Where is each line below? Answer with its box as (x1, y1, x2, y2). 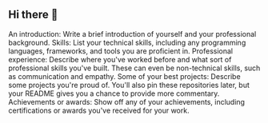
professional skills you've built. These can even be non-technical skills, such (8, 63, 261, 73)
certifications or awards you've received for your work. (8, 105, 190, 115)
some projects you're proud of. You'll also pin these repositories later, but (8, 80, 250, 89)
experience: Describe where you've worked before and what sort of (8, 54, 232, 64)
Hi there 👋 (8, 8, 58, 22)
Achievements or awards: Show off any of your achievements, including (8, 97, 246, 106)
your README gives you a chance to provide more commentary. (8, 89, 220, 98)
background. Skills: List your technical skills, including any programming (8, 38, 246, 47)
